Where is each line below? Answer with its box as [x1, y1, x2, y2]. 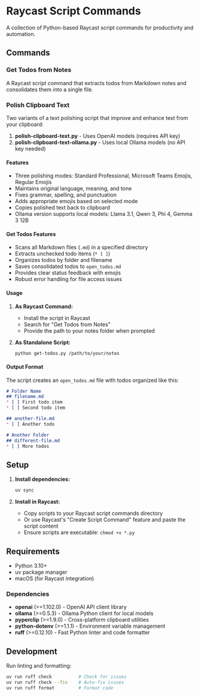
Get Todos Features [6, 230, 56, 237]
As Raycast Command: [14, 303, 74, 310]
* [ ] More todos [6, 443, 50, 449]
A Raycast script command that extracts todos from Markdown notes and [6, 79, 187, 86]
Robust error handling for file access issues [14, 276, 123, 283]
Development [6, 646, 58, 656]
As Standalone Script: [14, 339, 71, 346]
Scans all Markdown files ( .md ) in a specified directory [14, 244, 148, 251]
